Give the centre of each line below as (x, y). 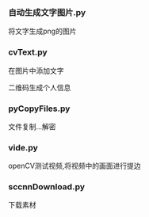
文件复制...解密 (32, 126)
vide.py (23, 147)
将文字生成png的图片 (42, 31)
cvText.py (28, 52)
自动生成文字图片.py (47, 12)
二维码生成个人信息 (40, 87)
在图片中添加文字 (36, 70)
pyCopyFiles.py (39, 108)
